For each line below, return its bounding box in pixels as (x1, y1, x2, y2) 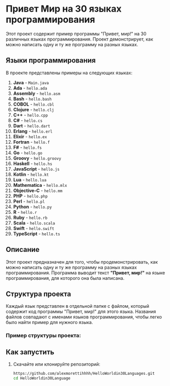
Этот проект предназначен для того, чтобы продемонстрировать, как (6, 259, 158, 265)
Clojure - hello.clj (13, 106, 54, 112)
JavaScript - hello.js (13, 166, 60, 172)
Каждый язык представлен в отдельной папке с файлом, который (6, 303, 150, 309)
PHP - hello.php (13, 192, 48, 199)
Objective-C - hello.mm (13, 187, 63, 194)
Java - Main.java (13, 79, 49, 85)
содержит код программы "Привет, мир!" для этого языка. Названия (6, 308, 156, 315)
